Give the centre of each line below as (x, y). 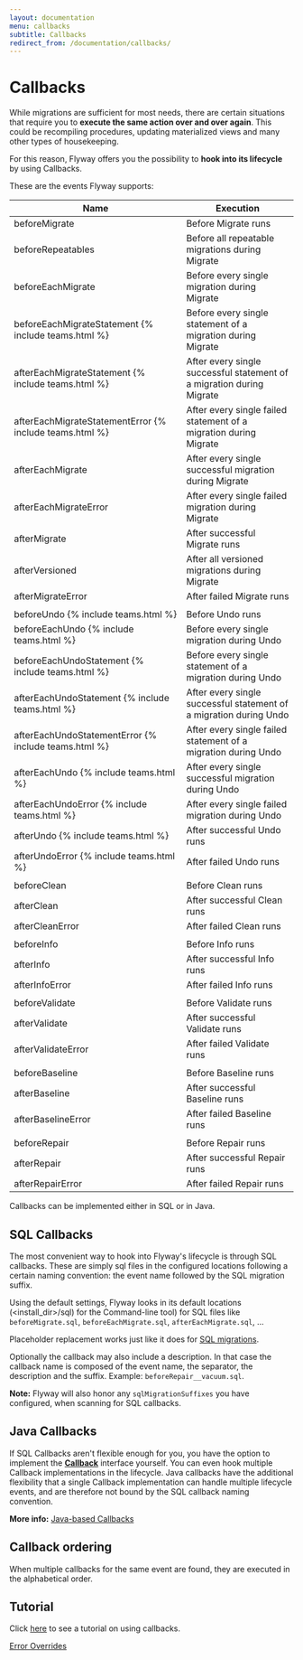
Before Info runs (220, 944)
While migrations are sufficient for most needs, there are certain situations (147, 113)
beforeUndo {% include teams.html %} (96, 614)
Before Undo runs (224, 614)
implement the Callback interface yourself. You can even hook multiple (141, 1463)
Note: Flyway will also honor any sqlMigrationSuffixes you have (129, 1393)
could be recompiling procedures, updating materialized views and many (145, 132)
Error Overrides (38, 1646)
